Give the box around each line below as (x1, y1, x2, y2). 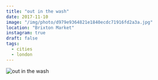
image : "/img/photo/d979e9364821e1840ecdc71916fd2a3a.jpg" (6, 19, 153, 25)
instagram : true (6, 30, 46, 36)
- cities (11, 46, 33, 52)
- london (11, 52, 33, 57)
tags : (6, 41, 19, 47)
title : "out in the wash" (6, 8, 69, 14)
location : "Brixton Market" (6, 24, 75, 31)
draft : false (6, 35, 38, 41)
